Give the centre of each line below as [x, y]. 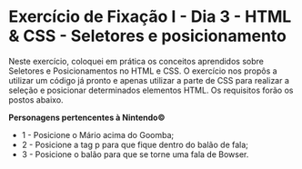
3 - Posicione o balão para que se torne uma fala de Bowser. [135, 154]
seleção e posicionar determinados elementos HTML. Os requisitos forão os [151, 90]
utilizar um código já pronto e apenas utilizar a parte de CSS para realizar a [149, 80]
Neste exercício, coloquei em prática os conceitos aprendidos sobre [136, 61]
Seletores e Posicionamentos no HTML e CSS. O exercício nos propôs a [143, 71]
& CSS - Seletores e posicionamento [148, 36]
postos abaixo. [36, 99]
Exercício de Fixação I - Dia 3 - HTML [150, 17]
